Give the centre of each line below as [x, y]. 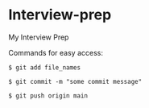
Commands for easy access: [56, 52]
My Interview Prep [39, 37]
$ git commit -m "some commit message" [75, 81]
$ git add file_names [45, 67]
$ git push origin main [48, 96]
